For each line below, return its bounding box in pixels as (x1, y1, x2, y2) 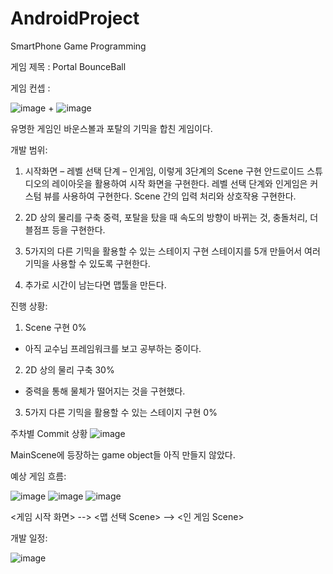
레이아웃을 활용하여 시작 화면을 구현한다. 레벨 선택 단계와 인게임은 (51, 177, 308, 189)
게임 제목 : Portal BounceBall (10, 60, 127, 72)
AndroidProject (10, 7, 140, 30)
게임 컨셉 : (10, 82, 51, 94)
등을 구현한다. (51, 223, 106, 236)
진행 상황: (10, 300, 48, 312)
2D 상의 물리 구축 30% (24, 363, 115, 376)
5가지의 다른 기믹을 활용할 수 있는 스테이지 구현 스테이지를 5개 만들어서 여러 (24, 245, 321, 257)
